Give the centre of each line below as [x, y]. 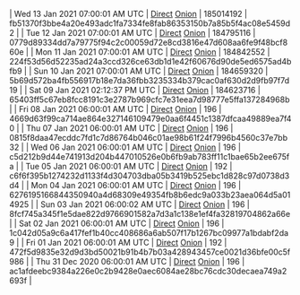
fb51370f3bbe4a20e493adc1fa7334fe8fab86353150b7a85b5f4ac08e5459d [150, 23]
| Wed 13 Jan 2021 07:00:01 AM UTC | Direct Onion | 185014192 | [129, 14]
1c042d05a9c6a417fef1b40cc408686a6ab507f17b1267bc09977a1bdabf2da [149, 233]
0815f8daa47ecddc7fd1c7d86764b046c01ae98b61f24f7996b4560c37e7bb [149, 138]
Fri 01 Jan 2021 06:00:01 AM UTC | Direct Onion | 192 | [126, 243]
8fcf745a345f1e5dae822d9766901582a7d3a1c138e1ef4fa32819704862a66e [150, 214]
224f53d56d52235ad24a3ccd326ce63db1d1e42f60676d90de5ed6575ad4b [150, 61]
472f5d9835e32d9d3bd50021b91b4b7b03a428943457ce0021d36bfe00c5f [150, 252]
